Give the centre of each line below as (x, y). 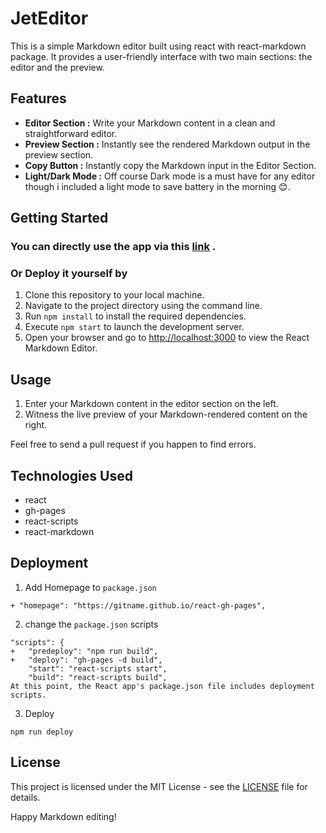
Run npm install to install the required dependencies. (135, 316)
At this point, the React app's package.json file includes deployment (162, 686)
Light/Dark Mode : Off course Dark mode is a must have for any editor (170, 176)
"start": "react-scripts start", (98, 668)
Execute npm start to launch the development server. (134, 327)
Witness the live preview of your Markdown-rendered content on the (166, 414)
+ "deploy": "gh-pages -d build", (86, 660)
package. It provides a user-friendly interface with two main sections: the (161, 56)
